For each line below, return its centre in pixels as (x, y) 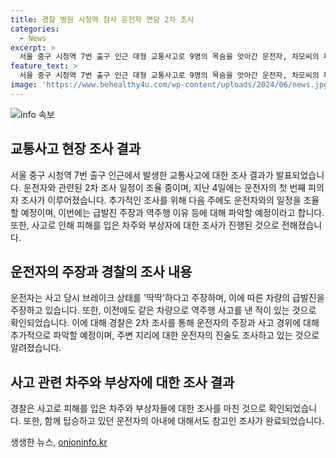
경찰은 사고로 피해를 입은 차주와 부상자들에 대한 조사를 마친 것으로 (138, 408)
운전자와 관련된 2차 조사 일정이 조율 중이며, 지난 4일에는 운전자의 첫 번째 (165, 187)
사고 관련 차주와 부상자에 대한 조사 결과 (122, 382)
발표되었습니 (300, 175)
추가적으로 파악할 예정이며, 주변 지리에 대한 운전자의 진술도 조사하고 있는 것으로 (165, 335)
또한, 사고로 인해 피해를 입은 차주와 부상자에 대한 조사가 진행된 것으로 (145, 225)
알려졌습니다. (36, 348)
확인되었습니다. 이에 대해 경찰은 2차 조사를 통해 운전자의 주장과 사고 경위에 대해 (165, 323)
